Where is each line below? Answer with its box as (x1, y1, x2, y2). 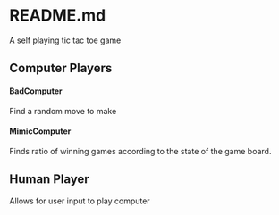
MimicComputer (9, 126, 72, 136)
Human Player (9, 171, 89, 187)
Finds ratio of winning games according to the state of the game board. (9, 145, 272, 156)
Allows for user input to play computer (9, 195, 150, 206)
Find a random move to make (9, 105, 117, 116)
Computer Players (9, 61, 113, 76)
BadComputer (9, 86, 63, 96)
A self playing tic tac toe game (9, 35, 122, 45)
